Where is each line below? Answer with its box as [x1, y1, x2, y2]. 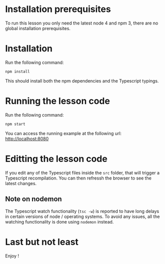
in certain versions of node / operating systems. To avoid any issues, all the [5, 213, 161, 219]
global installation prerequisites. [5, 25, 71, 31]
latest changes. [5, 180, 37, 186]
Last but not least [5, 236, 79, 247]
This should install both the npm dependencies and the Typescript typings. [5, 77, 159, 83]
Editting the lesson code [5, 153, 108, 164]
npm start [5, 121, 26, 126]
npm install [5, 69, 30, 74]
